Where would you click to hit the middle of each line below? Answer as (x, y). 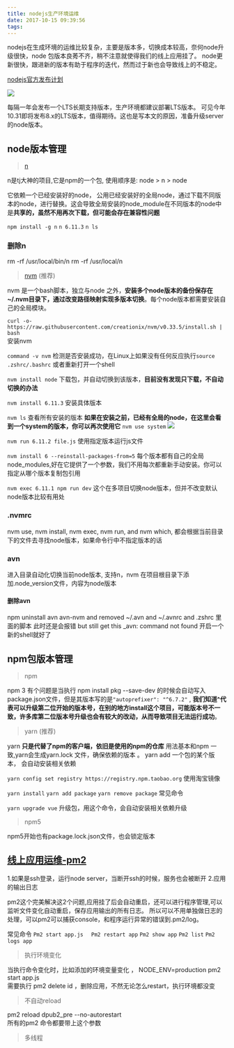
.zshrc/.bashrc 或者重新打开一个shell (61, 365)
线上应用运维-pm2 (47, 860)
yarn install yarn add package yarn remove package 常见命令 (95, 793)
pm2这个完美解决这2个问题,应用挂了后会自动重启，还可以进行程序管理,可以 (115, 902)
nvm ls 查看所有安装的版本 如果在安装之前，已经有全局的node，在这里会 (111, 418)
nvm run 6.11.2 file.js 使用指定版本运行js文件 (76, 441)
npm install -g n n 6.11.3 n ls (53, 227)
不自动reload (42, 1001)
